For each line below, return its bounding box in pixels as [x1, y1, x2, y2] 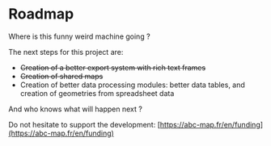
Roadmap [8, 5, 74, 23]
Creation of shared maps [19, 71, 104, 81]
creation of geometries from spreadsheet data [19, 88, 175, 98]
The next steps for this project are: [8, 47, 124, 56]
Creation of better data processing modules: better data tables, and [19, 80, 245, 90]
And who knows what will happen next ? [8, 104, 143, 114]
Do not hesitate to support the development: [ [8, 119, 160, 129]
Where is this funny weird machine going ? [8, 31, 151, 41]
